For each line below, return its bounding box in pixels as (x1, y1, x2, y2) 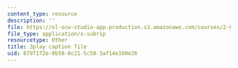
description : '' (7, 17, 55, 24)
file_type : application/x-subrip (7, 30, 106, 38)
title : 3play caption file (7, 43, 87, 50)
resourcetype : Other (7, 37, 69, 44)
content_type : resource (7, 10, 78, 18)
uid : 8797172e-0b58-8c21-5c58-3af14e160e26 (7, 50, 138, 57)
